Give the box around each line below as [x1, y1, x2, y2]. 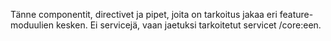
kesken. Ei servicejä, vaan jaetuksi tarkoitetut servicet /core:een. [55, 19, 322, 31]
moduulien [10, 19, 55, 31]
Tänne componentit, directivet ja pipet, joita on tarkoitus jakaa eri [10, 9, 278, 20]
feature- [279, 9, 314, 20]
